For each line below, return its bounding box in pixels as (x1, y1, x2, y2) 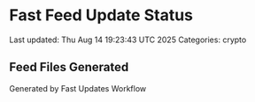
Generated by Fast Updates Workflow (9, 83, 147, 93)
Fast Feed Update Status (9, 5, 193, 25)
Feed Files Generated (9, 60, 129, 75)
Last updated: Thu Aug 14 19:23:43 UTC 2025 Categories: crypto (9, 34, 247, 45)
